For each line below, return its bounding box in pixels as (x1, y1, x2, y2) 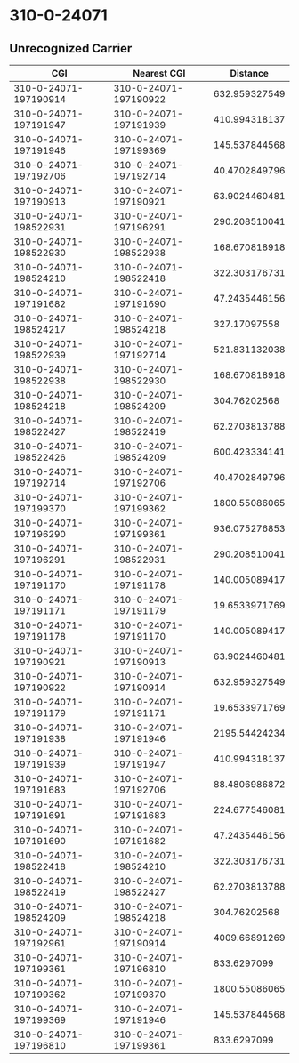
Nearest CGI (133, 68, 186, 79)
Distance (230, 68, 270, 79)
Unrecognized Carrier (9, 41, 133, 56)
